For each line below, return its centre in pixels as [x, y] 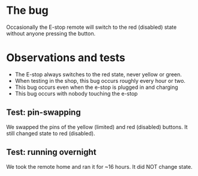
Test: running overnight [51, 152]
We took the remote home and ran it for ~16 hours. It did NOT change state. [100, 166]
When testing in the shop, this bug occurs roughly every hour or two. [100, 80]
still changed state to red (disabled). [51, 133]
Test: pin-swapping [43, 113]
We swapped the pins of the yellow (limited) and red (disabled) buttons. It [97, 127]
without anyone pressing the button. [51, 33]
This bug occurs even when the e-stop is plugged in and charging [96, 87]
